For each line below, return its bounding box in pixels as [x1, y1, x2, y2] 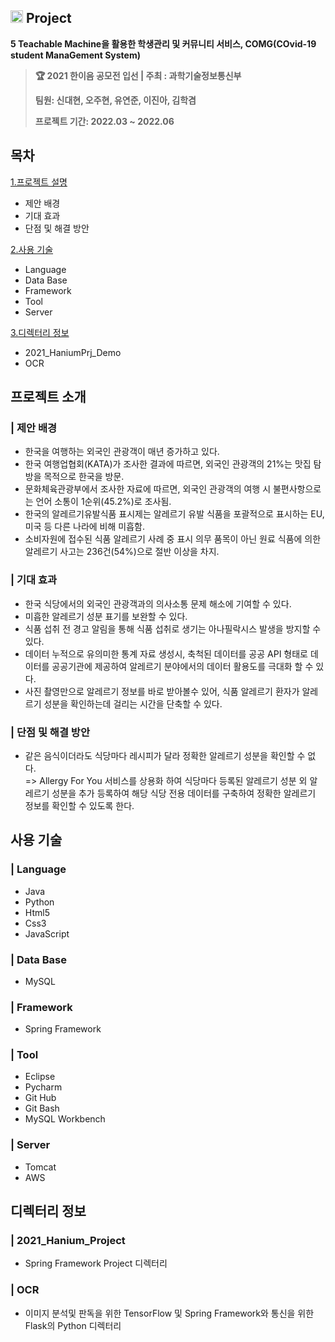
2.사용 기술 [10, 243, 54, 255]
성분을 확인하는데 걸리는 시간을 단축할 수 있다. [43, 697, 223, 710]
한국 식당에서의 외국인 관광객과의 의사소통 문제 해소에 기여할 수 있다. [24, 597, 292, 610]
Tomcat [24, 1161, 57, 1173]
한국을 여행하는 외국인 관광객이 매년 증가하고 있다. [24, 446, 220, 458]
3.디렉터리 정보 [10, 326, 70, 338]
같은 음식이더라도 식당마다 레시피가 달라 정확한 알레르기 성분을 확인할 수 [24, 749, 306, 761]
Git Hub [24, 1092, 57, 1104]
